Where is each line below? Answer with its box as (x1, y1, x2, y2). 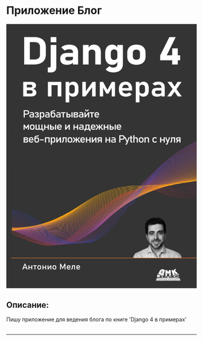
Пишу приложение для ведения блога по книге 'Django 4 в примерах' (6, 316, 187, 323)
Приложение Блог (6, 4, 102, 18)
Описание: (6, 300, 50, 310)
